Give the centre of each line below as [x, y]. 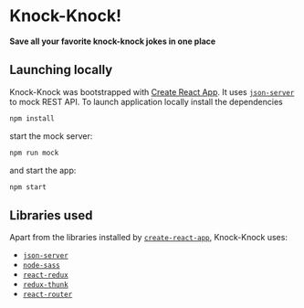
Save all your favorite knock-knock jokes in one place [113, 41]
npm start [28, 187]
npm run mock [34, 153]
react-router [47, 295]
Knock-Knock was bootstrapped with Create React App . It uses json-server [152, 91]
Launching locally [61, 70]
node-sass [42, 266]
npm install [32, 118]
